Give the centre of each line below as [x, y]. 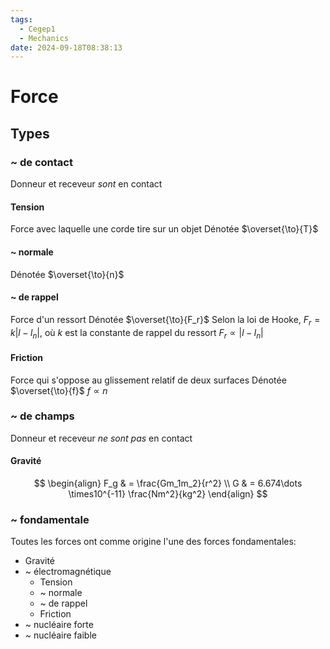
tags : [21, 19]
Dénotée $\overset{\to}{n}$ [67, 274]
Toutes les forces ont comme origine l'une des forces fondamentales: [153, 542]
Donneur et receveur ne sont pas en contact [101, 438]
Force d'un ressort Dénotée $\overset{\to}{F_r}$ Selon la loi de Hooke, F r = [165, 320]
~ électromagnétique [68, 572]
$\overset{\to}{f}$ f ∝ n [59, 390]
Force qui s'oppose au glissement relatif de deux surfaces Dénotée [148, 380]
